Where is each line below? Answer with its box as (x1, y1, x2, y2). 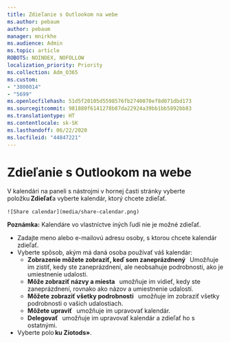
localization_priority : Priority (7, 62, 103, 69)
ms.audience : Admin (7, 40, 63, 47)
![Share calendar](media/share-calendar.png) (7, 209, 139, 215)
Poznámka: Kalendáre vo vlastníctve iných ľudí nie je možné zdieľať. (7, 220, 201, 229)
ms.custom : (7, 76, 38, 83)
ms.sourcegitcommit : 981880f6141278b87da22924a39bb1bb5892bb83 (7, 105, 192, 113)
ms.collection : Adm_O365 (7, 69, 78, 75)
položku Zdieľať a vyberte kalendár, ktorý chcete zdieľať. (7, 194, 167, 202)
